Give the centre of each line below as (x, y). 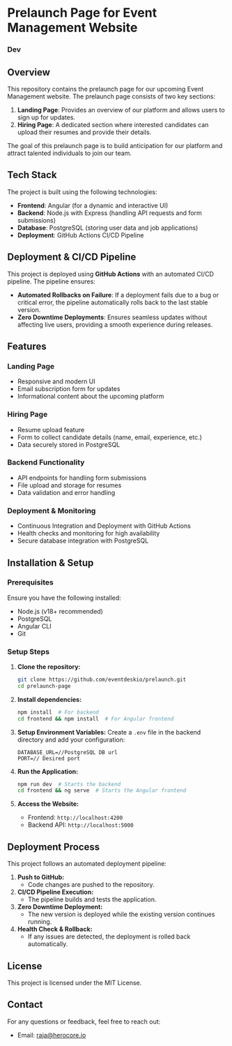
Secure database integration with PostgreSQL (83, 541)
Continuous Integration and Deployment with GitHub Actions (104, 526)
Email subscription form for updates (69, 389)
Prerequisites (30, 582)
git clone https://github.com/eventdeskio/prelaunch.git (102, 680)
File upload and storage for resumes (69, 485)
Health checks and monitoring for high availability (88, 533)
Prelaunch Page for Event (82, 13)
